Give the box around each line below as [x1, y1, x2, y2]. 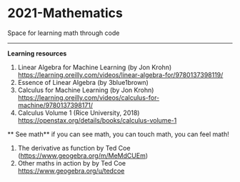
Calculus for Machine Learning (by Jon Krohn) [17, 86, 154, 94]
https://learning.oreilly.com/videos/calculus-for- [17, 93, 160, 101]
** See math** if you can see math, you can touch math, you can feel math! [7, 130, 230, 138]
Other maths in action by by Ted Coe [17, 158, 126, 167]
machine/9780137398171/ [17, 101, 94, 109]
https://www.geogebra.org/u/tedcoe [17, 166, 125, 175]
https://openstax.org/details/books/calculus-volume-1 [17, 116, 177, 124]
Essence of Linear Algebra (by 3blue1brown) [17, 78, 149, 86]
